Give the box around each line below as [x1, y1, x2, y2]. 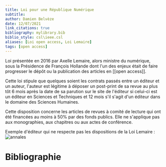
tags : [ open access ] [5, 44, 48, 49]
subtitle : [5, 12, 26, 17]
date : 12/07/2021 [5, 21, 41, 26]
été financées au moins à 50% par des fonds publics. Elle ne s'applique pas [5, 113, 160, 119]
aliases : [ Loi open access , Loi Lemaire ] [5, 40, 92, 45]
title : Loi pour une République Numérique [5, 7, 94, 12]
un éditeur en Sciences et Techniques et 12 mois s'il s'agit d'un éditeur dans [5, 94, 161, 100]
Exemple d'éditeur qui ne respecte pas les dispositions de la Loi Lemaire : [5, 128, 155, 134]
